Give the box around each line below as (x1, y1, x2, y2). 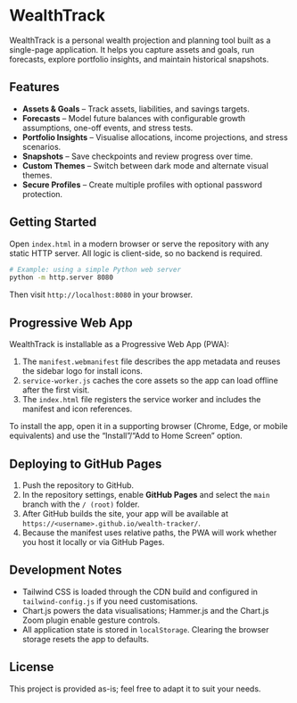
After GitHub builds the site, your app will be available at (21, 508, 229, 518)
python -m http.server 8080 (9, 273, 114, 282)
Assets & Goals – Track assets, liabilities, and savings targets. (21, 103, 250, 114)
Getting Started (9, 215, 97, 230)
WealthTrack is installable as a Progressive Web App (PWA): (9, 339, 230, 350)
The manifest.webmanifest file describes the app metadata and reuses (21, 356, 281, 367)
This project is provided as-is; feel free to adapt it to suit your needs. (9, 683, 261, 694)
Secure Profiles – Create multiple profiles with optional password (21, 179, 263, 190)
